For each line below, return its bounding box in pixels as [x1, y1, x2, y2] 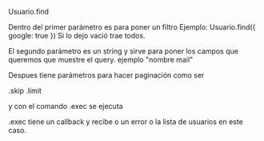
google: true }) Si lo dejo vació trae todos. [8, 31, 146, 40]
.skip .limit [8, 86, 42, 95]
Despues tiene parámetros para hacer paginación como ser [8, 70, 205, 79]
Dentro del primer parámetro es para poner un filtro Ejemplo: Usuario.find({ [8, 22, 256, 31]
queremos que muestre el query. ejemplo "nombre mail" [8, 55, 194, 64]
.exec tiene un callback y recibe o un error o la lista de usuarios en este [8, 117, 244, 127]
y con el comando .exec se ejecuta [8, 102, 123, 111]
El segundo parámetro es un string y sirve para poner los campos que [8, 46, 238, 55]
